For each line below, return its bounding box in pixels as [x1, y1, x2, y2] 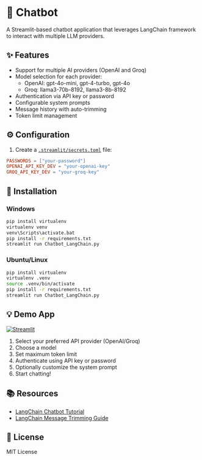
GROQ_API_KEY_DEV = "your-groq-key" [6, 169, 99, 175]
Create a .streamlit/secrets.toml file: [15, 146, 112, 153]
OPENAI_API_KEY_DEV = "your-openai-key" [6, 164, 111, 170]
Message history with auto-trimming [15, 105, 107, 113]
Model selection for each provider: [15, 73, 103, 80]
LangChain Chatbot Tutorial [15, 407, 84, 415]
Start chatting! [15, 370, 51, 377]
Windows [6, 205, 35, 213]
